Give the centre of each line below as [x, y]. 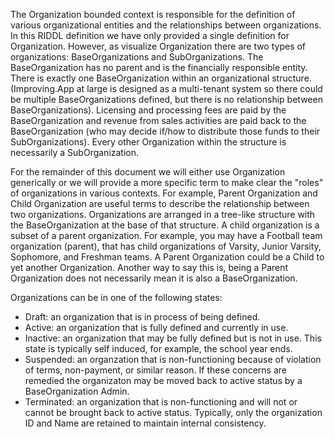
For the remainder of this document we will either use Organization [148, 172]
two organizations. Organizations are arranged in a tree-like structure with [163, 214]
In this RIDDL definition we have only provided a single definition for [150, 35]
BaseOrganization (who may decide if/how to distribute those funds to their [165, 131]
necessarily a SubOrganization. [75, 152]
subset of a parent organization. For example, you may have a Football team [166, 235]
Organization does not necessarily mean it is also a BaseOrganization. [154, 278]
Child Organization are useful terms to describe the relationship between [160, 203]
